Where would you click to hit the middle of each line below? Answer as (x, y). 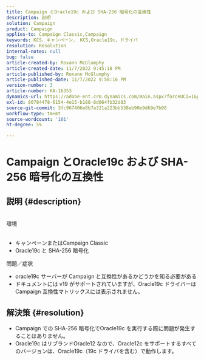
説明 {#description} (44, 201)
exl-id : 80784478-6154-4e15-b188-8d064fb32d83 (66, 102)
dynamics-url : (24, 97)
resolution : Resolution (36, 46)
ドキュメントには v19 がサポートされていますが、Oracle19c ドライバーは (106, 284)
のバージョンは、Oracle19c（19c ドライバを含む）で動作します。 (96, 351)
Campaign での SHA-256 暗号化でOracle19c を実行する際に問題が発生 (103, 328)
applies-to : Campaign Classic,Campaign (57, 35)
